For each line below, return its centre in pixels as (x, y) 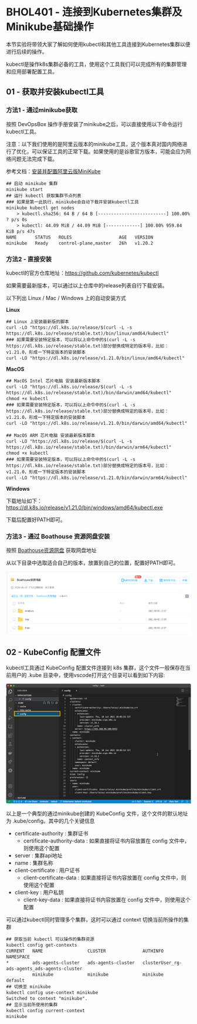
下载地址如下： (24, 501)
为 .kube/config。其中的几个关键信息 (50, 821)
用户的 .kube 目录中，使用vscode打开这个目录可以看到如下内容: (88, 675)
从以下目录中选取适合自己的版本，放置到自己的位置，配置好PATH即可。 (92, 563)
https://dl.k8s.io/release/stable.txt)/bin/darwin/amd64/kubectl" (89, 392)
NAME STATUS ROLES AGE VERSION (80, 237)
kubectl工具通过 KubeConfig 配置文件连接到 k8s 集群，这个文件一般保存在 (96, 668)
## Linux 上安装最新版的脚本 (38, 322)
